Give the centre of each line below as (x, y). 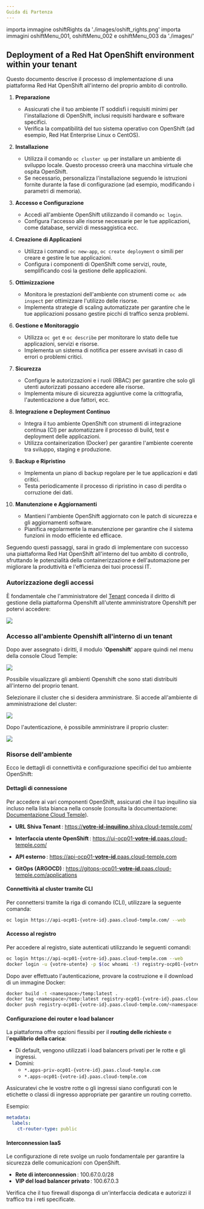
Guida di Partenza (29, 12)
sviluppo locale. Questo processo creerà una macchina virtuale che (108, 165)
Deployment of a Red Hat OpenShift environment (100, 55)
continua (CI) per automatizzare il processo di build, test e (97, 430)
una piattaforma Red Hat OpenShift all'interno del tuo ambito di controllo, (97, 554)
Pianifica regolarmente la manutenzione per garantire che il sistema (108, 529)
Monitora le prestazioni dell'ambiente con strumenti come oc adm (105, 294)
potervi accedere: (29, 609)
